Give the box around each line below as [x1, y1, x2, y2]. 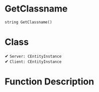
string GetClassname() [5, 20, 52, 25]
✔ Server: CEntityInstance [5, 53, 62, 59]
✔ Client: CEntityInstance [5, 58, 62, 64]
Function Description [5, 76, 94, 87]
